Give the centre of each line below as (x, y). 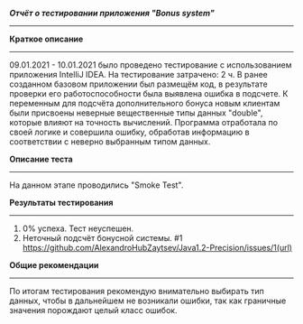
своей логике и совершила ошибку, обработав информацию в (129, 132)
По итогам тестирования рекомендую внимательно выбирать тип (137, 291)
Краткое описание (46, 39)
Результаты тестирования (61, 203)
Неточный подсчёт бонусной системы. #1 (102, 238)
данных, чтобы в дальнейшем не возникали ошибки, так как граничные (148, 301)
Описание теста (41, 159)
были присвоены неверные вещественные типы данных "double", (136, 113)
